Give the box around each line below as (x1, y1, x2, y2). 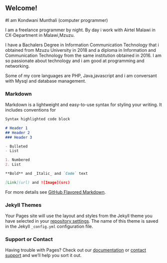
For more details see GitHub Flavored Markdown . (5, 189, 106, 195)
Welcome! (5, 4, 37, 12)
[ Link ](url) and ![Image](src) (5, 180, 70, 185)
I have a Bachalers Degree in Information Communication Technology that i (5, 42, 160, 48)
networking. (5, 63, 30, 69)
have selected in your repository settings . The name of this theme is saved (5, 218, 159, 224)
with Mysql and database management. (5, 78, 86, 84)
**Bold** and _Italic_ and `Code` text (5, 171, 88, 176)
